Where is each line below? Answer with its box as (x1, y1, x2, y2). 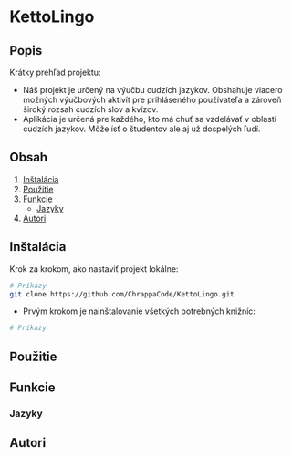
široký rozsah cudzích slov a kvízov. (22, 104, 159, 115)
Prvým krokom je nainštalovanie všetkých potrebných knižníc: (22, 306, 255, 317)
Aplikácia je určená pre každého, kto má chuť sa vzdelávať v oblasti (22, 114, 276, 124)
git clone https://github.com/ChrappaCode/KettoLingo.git (9, 289, 235, 298)
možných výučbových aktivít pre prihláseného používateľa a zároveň (22, 94, 282, 105)
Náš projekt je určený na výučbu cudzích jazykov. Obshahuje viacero (22, 85, 283, 95)
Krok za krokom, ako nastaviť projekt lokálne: (9, 263, 179, 275)
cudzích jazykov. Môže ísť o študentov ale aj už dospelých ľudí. (22, 123, 261, 134)
